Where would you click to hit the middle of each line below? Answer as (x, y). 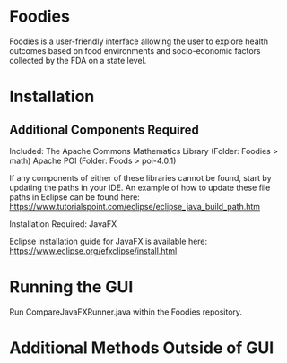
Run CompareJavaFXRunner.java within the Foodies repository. (126, 312)
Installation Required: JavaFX (63, 224)
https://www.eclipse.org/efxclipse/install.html (93, 251)
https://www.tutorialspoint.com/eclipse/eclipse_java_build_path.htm (135, 206)
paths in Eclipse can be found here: (75, 197)
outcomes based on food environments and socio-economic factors (135, 50)
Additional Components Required (104, 130)
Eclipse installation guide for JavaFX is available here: (109, 241)
